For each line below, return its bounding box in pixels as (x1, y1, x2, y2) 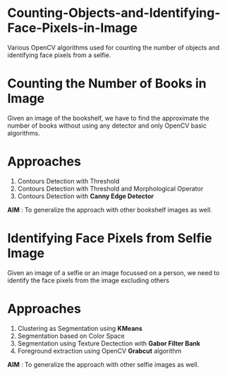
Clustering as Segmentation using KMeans (17, 324, 143, 332)
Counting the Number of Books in (7, 75, 207, 92)
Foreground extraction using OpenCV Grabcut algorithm (17, 346, 182, 355)
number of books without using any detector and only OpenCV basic (7, 121, 207, 130)
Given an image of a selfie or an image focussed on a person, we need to (7, 268, 220, 277)
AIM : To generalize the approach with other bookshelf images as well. (7, 205, 213, 214)
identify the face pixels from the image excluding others (7, 276, 170, 284)
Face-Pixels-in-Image (7, 20, 138, 36)
